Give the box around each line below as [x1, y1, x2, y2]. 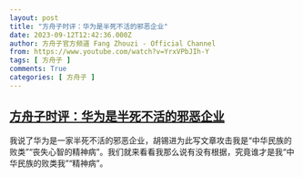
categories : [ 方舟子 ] [9, 73, 96, 82]
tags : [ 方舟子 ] [9, 56, 71, 65]
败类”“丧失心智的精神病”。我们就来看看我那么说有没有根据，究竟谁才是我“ [9, 146, 287, 157]
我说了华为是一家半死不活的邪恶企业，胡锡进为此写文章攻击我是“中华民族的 [9, 134, 293, 146]
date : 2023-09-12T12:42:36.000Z [9, 30, 132, 39]
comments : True [9, 65, 67, 74]
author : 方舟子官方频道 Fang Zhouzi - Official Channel [9, 38, 217, 48]
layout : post [9, 13, 59, 23]
